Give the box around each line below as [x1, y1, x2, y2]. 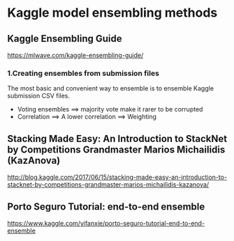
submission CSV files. [7, 92, 71, 100]
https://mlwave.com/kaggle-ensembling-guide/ [7, 51, 144, 59]
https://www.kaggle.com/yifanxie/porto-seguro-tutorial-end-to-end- [7, 219, 205, 227]
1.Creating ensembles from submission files [7, 68, 159, 78]
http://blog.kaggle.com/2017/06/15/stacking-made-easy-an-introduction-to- [7, 173, 228, 182]
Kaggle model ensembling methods [7, 5, 218, 21]
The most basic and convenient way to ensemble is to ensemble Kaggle [7, 84, 214, 93]
